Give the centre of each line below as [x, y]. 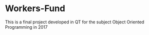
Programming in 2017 [26, 27]
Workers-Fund [35, 9]
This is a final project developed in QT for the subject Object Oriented [75, 22]
